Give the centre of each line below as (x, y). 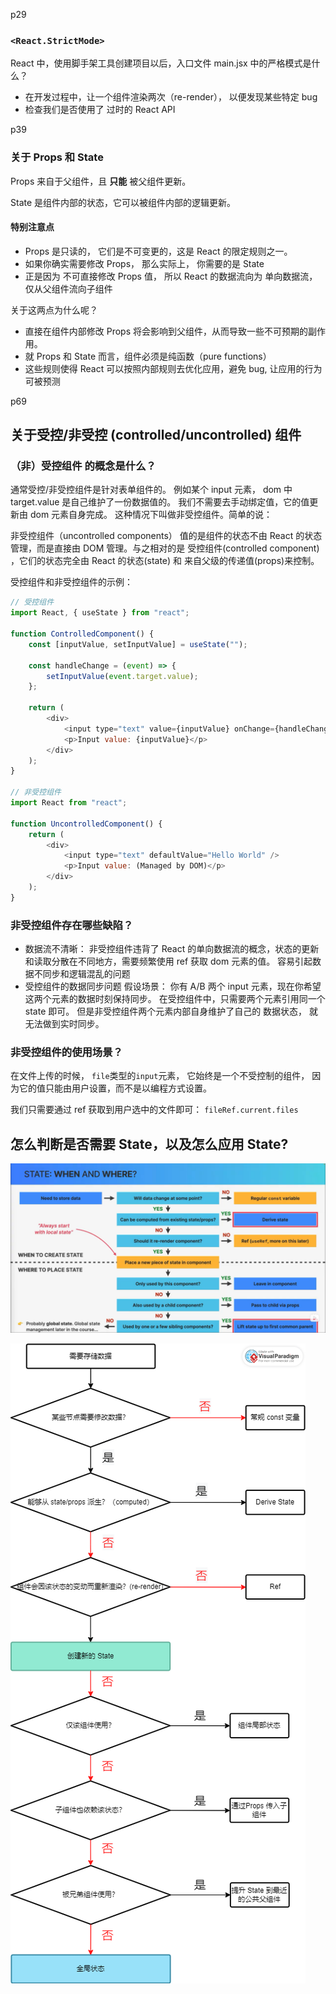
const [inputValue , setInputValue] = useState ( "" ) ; (138, 644)
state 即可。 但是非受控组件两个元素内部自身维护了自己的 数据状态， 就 (171, 1011)
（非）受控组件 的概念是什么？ (83, 466)
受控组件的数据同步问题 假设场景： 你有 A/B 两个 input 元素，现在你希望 (173, 986)
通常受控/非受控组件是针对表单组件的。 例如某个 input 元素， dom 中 (151, 490)
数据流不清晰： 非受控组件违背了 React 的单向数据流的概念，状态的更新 (172, 949)
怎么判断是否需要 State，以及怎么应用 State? (149, 1144)
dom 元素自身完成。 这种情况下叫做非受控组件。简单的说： (151, 515)
